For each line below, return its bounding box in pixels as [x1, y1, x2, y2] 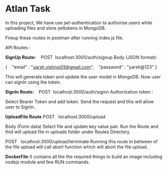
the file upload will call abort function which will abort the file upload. [5, 144, 148, 150]
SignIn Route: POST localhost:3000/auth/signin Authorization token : [5, 89, 153, 95]
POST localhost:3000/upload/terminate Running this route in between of [5, 138, 158, 144]
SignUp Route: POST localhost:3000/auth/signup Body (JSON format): [5, 54, 157, 60]
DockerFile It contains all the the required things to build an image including [5, 153, 162, 159]
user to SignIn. [5, 104, 36, 110]
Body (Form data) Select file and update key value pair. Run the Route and [5, 123, 158, 129]
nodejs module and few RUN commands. [5, 159, 90, 165]
